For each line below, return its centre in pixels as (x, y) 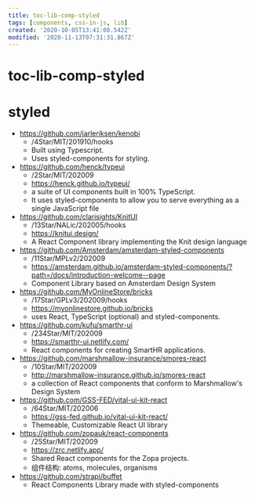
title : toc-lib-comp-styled (54, 15)
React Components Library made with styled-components (125, 485)
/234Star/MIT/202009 (67, 333)
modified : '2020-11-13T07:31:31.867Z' (71, 37)
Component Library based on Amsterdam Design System (123, 284)
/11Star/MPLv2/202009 (68, 259)
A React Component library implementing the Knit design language (139, 242)
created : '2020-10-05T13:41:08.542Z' (70, 30)
